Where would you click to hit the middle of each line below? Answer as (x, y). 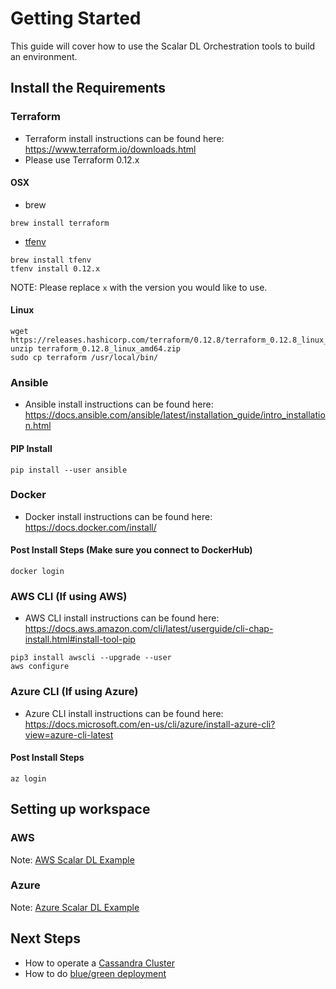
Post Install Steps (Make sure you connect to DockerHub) (131, 550)
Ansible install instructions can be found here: (119, 404)
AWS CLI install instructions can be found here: (122, 618)
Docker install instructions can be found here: (118, 516)
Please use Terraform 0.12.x (82, 159)
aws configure (40, 667)
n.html (38, 426)
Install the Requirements (88, 88)
